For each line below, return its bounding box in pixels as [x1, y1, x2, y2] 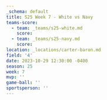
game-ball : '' [6, 80, 41, 86]
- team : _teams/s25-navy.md [11, 36, 81, 42]
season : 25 [6, 63, 33, 69]
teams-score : [6, 19, 38, 25]
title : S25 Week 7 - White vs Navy [6, 14, 93, 20]
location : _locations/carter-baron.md [6, 47, 101, 53]
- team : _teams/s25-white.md [11, 25, 83, 31]
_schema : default [6, 8, 49, 15]
